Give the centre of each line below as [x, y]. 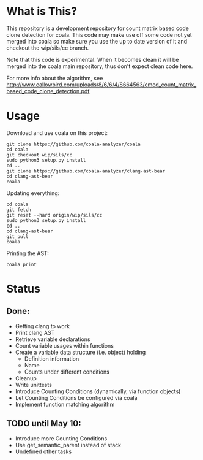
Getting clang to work [42, 326]
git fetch [19, 210]
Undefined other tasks [43, 451]
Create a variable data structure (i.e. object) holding [80, 352]
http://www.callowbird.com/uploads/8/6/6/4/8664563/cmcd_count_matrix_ [102, 85]
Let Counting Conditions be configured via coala [76, 397]
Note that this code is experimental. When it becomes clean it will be [93, 59]
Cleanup [26, 378]
